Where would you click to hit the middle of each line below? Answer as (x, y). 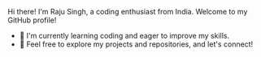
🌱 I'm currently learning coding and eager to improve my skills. (124, 36)
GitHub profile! (32, 20)
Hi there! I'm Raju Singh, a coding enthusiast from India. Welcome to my (128, 12)
